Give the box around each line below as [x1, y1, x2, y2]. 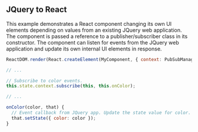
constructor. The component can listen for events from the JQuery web [6, 39, 180, 46]
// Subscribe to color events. [6, 77, 83, 84]
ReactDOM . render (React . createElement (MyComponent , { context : [6, 56, 162, 62]
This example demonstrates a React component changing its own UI [6, 20, 172, 27]
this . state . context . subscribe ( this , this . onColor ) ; [6, 83, 136, 89]
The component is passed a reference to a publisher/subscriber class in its [6, 32, 188, 40]
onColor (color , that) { [6, 104, 65, 110]
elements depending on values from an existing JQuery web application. [6, 26, 182, 33]
